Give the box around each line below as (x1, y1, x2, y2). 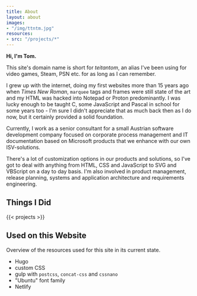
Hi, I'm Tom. (6, 53, 37, 59)
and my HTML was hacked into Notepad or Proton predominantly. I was (6, 94, 181, 101)
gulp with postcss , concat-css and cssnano (14, 270, 118, 278)
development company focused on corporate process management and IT (6, 131, 189, 138)
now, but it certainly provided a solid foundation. (6, 113, 125, 120)
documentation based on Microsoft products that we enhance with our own (6, 138, 191, 144)
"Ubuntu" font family (14, 276, 65, 284)
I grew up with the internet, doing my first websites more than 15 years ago (6, 82, 189, 89)
